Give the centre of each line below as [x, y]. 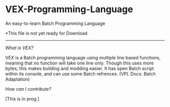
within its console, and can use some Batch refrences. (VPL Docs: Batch [80, 74]
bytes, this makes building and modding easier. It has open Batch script [80, 68]
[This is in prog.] [22, 99]
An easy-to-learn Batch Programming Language [55, 23]
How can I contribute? [28, 89]
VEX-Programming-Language [69, 9]
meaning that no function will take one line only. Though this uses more [80, 63]
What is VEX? [19, 48]
